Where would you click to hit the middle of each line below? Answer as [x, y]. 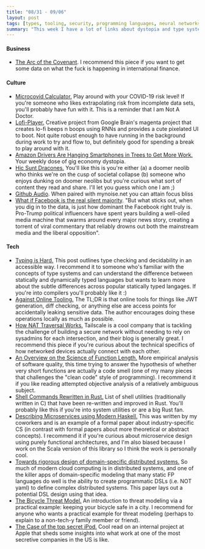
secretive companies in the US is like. [62, 539]
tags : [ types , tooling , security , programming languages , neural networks [103, 23]
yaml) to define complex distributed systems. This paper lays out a [99, 487]
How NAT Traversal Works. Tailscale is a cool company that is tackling [103, 325]
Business [18, 48]
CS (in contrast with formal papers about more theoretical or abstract [102, 429]
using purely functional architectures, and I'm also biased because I [100, 442]
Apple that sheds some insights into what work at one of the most [98, 533]
